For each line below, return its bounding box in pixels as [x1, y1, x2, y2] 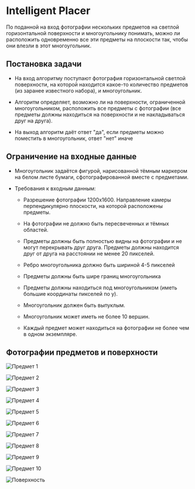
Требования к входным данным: [14, 184, 96, 192]
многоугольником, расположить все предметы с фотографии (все [14, 104, 182, 112]
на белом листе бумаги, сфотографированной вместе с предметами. [14, 173, 189, 180]
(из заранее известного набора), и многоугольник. [14, 87, 142, 94]
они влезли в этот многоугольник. [6, 42, 92, 49]
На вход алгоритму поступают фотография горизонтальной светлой [14, 74, 186, 81]
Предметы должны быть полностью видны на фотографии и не [23, 237, 183, 244]
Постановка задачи [6, 59, 82, 69]
